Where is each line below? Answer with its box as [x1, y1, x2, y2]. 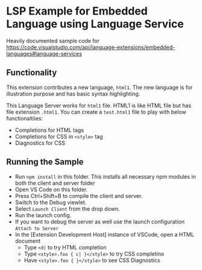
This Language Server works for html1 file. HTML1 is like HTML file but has [6, 102, 192, 109]
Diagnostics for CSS [14, 139, 65, 147]
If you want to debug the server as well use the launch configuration [14, 218, 185, 225]
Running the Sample [6, 157, 84, 167]
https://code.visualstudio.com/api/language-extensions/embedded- [6, 44, 175, 51]
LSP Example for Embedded [6, 4, 148, 18]
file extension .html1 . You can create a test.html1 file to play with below [6, 108, 186, 116]
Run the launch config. [14, 211, 72, 219]
